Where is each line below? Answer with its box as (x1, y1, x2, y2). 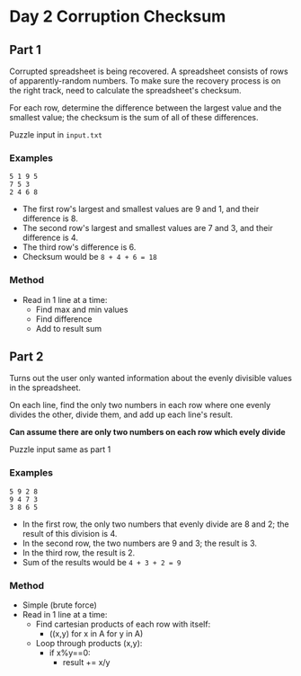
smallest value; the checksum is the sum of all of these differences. (9, 112, 259, 122)
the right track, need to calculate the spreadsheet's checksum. (9, 85, 242, 95)
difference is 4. (22, 232, 79, 244)
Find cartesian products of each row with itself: (35, 618, 211, 629)
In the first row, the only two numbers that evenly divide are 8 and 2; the (22, 519, 289, 529)
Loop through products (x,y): (35, 638, 143, 648)
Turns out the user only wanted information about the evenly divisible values (9, 373, 292, 384)
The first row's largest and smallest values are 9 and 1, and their (22, 204, 260, 215)
